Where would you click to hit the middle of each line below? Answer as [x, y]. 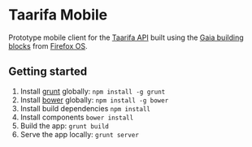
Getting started [48, 72]
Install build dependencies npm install [85, 108]
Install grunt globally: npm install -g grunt [93, 91]
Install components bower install [77, 117]
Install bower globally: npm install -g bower [94, 100]
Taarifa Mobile [58, 15]
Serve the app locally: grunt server [80, 134]
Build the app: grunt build [65, 125]
